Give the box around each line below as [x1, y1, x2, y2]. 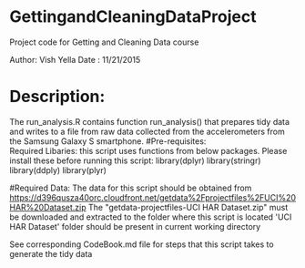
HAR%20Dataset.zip [9, 201, 86, 212]
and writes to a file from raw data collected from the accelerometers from [9, 126, 285, 137]
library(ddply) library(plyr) [9, 164, 107, 175]
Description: [9, 87, 106, 107]
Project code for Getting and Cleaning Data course [9, 36, 199, 47]
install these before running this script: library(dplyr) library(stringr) [9, 155, 261, 166]
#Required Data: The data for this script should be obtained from [9, 182, 252, 193]
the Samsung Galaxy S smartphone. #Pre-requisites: [9, 135, 207, 147]
